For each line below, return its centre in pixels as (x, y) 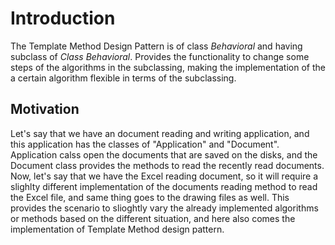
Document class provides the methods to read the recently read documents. (167, 165)
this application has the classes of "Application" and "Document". (145, 144)
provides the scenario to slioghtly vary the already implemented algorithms (164, 208)
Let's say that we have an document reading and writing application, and (160, 133)
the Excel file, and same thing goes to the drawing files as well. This (150, 197)
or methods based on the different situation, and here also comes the (153, 218)
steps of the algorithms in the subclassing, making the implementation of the (168, 67)
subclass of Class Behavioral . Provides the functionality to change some (160, 56)
